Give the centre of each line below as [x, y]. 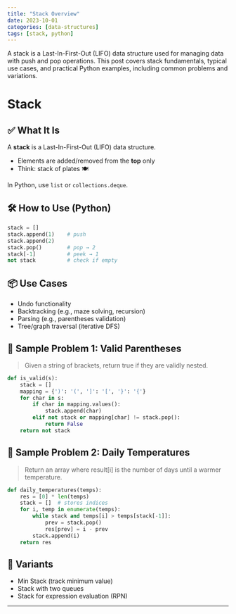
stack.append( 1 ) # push [47, 234]
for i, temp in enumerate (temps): [70, 510]
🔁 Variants [31, 564]
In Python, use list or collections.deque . [68, 185]
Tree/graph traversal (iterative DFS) [69, 326]
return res [36, 542]
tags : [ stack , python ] [40, 33]
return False [64, 424]
